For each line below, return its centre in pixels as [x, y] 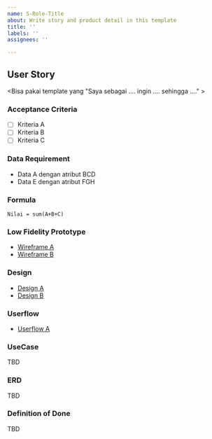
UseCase [23, 347]
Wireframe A [36, 247]
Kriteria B [31, 132]
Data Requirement [38, 159]
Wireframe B [36, 255]
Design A [30, 288]
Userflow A [34, 328]
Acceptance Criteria [42, 109]
